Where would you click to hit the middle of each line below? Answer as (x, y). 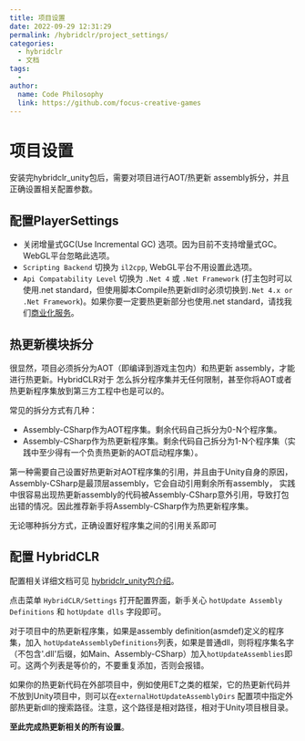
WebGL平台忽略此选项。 (68, 256)
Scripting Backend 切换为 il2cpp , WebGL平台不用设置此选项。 (140, 267)
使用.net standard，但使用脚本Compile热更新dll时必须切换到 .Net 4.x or (158, 290)
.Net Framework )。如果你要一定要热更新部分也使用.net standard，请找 (153, 301)
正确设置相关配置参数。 (53, 189)
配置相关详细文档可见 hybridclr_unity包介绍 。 (94, 580)
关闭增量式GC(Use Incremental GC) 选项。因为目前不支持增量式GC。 (152, 245)
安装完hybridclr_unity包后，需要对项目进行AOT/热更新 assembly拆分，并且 (149, 178)
